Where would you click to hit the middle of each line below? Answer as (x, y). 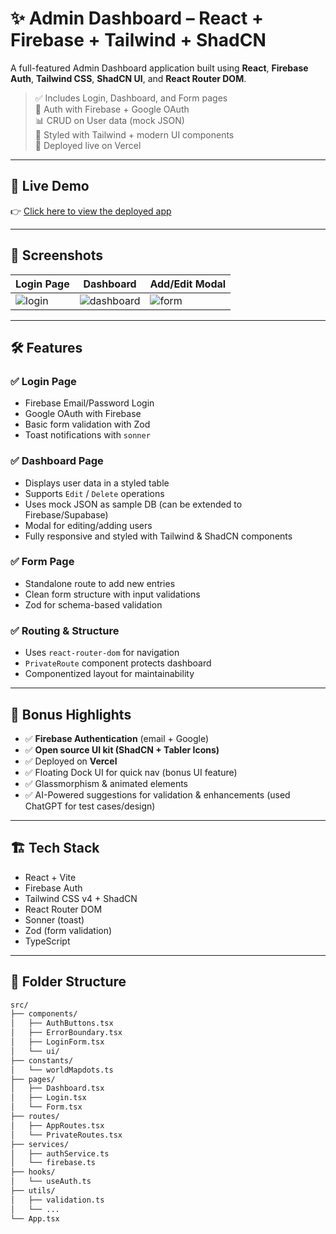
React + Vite (50, 877)
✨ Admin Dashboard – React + (137, 18)
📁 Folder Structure (68, 982)
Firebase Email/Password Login (89, 403)
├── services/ (40, 1144)
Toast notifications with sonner (87, 435)
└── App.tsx (35, 1218)
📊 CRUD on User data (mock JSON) (109, 120)
